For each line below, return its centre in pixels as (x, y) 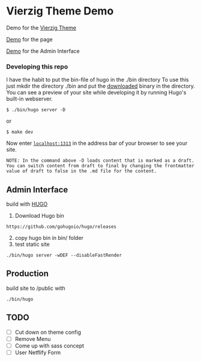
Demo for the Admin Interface (43, 51)
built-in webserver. (29, 99)
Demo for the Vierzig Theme (41, 28)
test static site (32, 244)
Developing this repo (37, 66)
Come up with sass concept (49, 345)
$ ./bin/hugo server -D (36, 110)
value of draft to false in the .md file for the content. (82, 171)
